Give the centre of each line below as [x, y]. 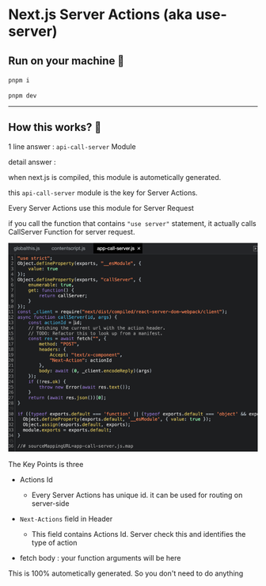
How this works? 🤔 [55, 127]
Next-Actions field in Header [66, 519]
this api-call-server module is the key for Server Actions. [103, 193]
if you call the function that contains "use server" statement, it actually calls [132, 223]
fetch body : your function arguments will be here [100, 557]
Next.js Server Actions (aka [101, 15]
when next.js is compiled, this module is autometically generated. [115, 177]
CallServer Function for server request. [72, 232]
